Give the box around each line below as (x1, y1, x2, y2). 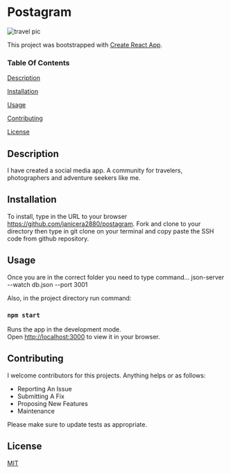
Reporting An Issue (17, 384, 72, 393)
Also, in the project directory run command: (7, 293, 132, 302)
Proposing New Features (17, 399, 88, 407)
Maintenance (17, 407, 55, 415)
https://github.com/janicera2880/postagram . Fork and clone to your (7, 220, 201, 228)
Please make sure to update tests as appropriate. (7, 420, 148, 428)
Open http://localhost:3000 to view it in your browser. (7, 332, 161, 341)
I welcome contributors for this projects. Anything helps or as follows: (7, 371, 206, 379)
